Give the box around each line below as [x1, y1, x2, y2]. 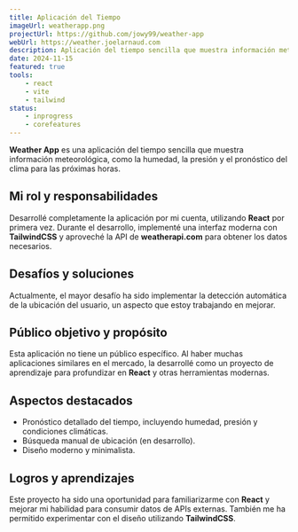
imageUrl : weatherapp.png [9, 21, 105, 30]
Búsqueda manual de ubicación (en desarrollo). [21, 435, 196, 446]
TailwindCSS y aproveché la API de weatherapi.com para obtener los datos [9, 231, 288, 242]
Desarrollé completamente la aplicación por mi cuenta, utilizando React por [9, 212, 286, 223]
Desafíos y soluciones [9, 267, 135, 282]
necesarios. [9, 240, 52, 251]
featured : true [9, 63, 66, 72]
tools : [9, 71, 34, 80]
